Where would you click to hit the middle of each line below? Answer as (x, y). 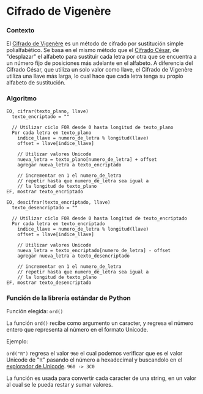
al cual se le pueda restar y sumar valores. (60, 385)
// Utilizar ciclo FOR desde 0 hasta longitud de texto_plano (93, 127)
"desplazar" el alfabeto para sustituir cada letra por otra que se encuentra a (102, 57)
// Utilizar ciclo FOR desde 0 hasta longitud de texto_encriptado (100, 218)
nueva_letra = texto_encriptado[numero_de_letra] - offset (94, 250)
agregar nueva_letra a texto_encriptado (69, 165)
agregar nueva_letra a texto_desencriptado (74, 256)
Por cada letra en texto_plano (52, 133)
